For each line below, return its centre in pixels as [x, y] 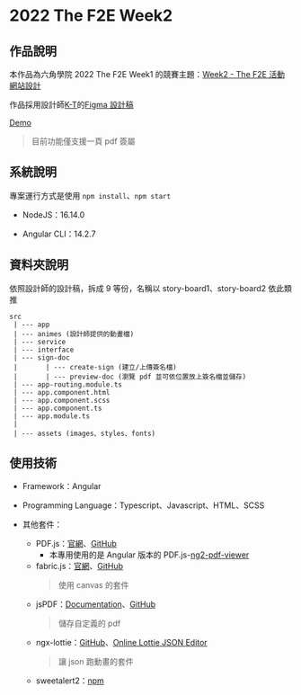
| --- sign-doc [41, 357]
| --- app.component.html [62, 392]
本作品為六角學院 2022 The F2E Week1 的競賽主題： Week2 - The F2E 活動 [147, 74]
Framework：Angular [62, 486]
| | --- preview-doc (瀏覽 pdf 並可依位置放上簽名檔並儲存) [130, 377]
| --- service [40, 342]
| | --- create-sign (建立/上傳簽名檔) [95, 367]
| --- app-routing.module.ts [68, 384]
